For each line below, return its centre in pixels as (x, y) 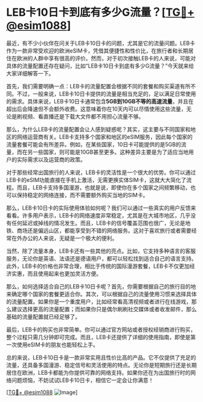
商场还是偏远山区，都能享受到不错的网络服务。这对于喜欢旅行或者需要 (104, 230)
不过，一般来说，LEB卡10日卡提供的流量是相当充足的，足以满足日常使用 (106, 94)
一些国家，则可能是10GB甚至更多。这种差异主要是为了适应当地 (111, 152)
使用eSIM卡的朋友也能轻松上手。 (57, 345)
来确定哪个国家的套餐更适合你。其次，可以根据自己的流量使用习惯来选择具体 (101, 294)
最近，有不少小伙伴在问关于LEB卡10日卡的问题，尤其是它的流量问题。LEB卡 (101, 43)
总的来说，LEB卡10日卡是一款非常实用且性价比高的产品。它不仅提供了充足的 (101, 357)
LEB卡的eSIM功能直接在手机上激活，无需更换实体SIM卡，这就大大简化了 (96, 180)
